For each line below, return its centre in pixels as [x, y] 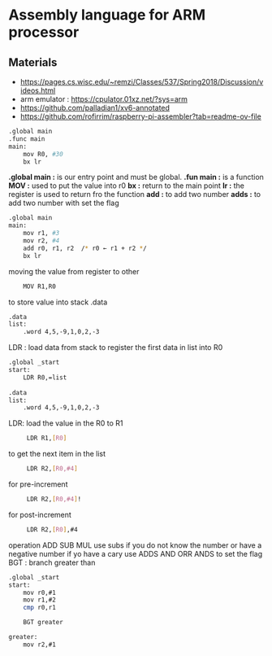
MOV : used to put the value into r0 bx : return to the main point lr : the [127, 186]
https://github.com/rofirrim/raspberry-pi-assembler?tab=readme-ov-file [140, 116]
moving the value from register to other [74, 271]
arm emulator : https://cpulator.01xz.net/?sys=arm [104, 99]
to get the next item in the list [57, 454]
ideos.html [38, 90]
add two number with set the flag [64, 203]
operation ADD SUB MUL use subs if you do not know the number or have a [135, 545]
